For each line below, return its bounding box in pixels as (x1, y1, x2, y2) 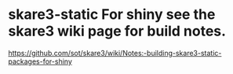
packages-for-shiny (8, 57, 73, 66)
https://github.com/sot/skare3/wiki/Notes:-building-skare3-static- (8, 48, 222, 57)
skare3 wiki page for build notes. (8, 22, 226, 40)
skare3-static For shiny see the (8, 6, 216, 24)
